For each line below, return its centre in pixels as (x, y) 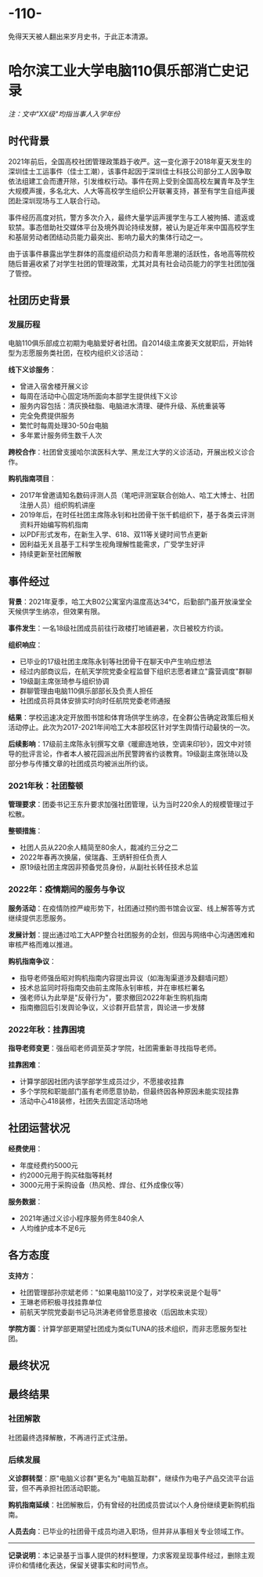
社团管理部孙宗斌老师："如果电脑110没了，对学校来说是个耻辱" (120, 1292)
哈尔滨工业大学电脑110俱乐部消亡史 (122, 71)
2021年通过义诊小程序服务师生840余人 (82, 1218)
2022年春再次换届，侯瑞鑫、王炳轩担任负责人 (93, 857)
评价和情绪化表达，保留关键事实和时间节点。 (80, 1565)
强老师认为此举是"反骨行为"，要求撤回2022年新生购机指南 (113, 997)
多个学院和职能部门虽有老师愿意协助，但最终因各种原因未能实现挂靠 (129, 1091)
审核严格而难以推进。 (42, 944)
